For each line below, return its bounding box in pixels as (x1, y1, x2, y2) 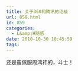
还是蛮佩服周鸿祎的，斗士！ (6, 59, 74, 66)
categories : (6, 25, 35, 31)
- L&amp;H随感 (11, 31, 44, 37)
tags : (6, 42, 19, 48)
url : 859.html (6, 14, 41, 20)
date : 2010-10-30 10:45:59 (6, 36, 73, 42)
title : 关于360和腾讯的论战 (6, 8, 68, 15)
